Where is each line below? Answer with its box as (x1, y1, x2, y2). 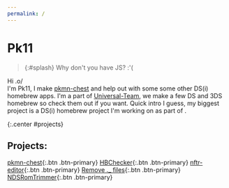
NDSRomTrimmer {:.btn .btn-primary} (7, 173, 113, 182)
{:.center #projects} (7, 120, 64, 128)
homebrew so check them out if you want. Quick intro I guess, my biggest (7, 99, 220, 107)
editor (7, 166, 24, 174)
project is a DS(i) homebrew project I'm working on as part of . (7, 106, 187, 115)
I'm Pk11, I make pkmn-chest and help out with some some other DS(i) (7, 84, 209, 93)
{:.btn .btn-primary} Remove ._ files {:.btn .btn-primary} (24, 166, 182, 174)
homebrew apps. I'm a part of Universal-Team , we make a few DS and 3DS (7, 91, 223, 100)
